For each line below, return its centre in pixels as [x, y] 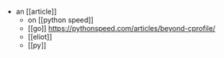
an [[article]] [36, 12]
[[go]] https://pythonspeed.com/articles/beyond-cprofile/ [122, 28]
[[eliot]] [40, 37]
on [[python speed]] [60, 20]
